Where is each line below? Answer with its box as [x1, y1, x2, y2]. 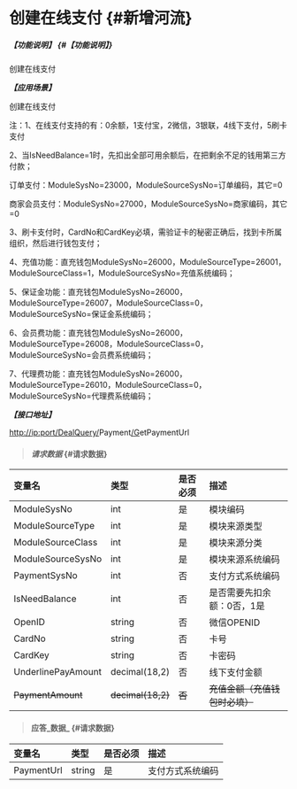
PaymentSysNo [13, 569, 78, 582]
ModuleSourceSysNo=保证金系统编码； [9, 309, 154, 320]
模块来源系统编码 [209, 553, 280, 566]
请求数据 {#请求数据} [30, 448, 108, 459]
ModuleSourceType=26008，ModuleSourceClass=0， [9, 338, 209, 350]
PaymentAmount [13, 689, 83, 701]
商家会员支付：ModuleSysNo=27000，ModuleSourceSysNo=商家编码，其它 [9, 198, 288, 209]
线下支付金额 [209, 666, 263, 678]
